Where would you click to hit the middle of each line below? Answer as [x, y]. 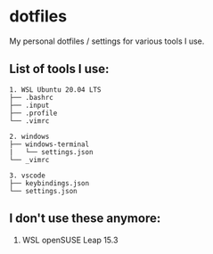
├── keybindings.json [49, 183]
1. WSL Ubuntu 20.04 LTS [55, 90]
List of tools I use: [59, 69]
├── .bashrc [31, 97]
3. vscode [28, 176]
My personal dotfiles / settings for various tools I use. [107, 41]
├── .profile [33, 113]
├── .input [29, 105]
